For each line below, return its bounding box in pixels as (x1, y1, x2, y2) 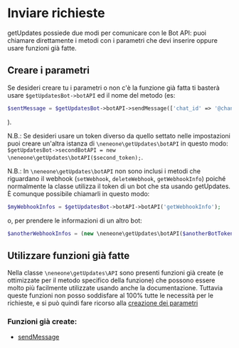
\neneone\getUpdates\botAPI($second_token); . (7, 153, 144, 161)
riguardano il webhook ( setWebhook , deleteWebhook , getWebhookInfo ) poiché (7, 174, 226, 183)
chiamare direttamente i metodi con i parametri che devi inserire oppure (7, 36, 218, 44)
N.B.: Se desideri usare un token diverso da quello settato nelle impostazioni (7, 131, 231, 140)
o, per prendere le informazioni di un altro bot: (7, 216, 142, 225)
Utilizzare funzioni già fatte (7, 250, 130, 262)
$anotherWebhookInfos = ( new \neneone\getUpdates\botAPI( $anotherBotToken (7, 230, 234, 237)
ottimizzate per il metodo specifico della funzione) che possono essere (7, 276, 216, 285)
